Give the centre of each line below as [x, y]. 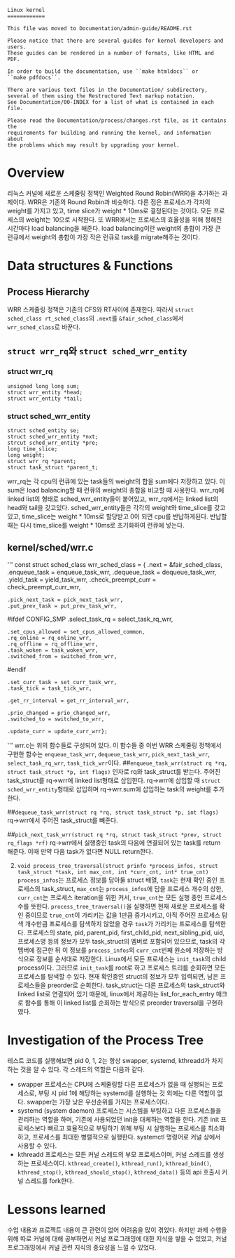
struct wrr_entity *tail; [45, 399]
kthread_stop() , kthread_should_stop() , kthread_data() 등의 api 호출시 [119, 1172]
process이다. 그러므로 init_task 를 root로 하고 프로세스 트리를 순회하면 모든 [121, 968]
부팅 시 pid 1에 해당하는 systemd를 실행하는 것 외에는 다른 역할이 [127, 1093]
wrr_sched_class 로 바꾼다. [44, 327]
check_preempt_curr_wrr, [44, 587]
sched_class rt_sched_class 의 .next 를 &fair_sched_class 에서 [95, 318]
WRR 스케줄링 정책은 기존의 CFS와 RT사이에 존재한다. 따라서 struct [101, 309]
